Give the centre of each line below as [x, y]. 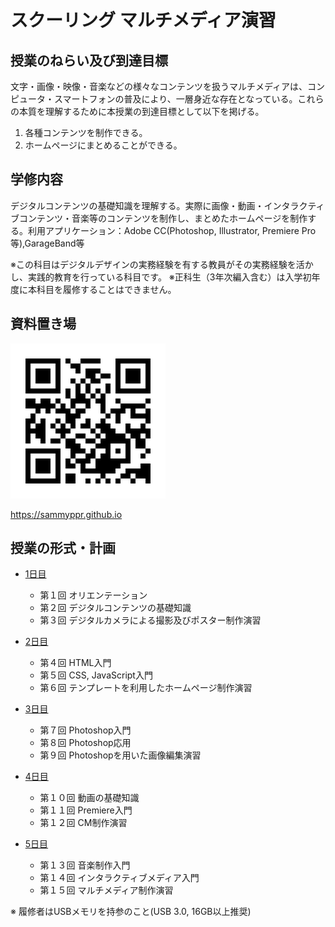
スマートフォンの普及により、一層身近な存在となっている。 [175, 99]
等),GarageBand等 [47, 243]
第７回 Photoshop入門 [85, 730]
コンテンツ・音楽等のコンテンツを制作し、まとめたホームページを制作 [163, 218]
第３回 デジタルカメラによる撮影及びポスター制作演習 [150, 620]
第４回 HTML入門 [75, 663]
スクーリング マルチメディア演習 [143, 20]
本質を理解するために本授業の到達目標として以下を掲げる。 [141, 111]
